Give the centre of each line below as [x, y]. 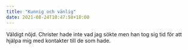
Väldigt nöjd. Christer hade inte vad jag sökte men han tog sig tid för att [94, 34]
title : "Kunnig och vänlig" [41, 12]
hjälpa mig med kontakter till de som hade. [58, 40]
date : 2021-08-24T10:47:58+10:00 [48, 17]
